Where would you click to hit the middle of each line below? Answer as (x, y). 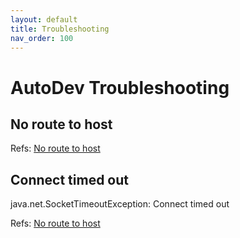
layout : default (44, 19)
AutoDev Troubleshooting (120, 87)
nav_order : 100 (42, 38)
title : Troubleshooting (60, 29)
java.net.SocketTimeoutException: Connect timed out (120, 204)
